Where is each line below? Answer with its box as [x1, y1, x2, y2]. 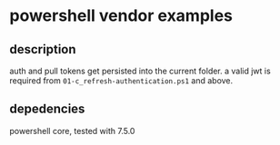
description [9, 42, 76, 57]
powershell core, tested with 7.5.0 [9, 125, 135, 136]
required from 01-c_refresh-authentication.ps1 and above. [9, 75, 234, 86]
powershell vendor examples [9, 5, 234, 26]
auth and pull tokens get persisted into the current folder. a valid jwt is [9, 65, 271, 76]
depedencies [9, 101, 85, 117]
